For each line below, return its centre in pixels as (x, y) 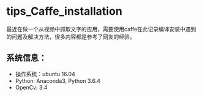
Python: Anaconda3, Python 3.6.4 (58, 80)
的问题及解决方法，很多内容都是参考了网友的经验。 (71, 37)
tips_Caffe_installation (64, 11)
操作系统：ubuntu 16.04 (45, 74)
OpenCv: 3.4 (31, 87)
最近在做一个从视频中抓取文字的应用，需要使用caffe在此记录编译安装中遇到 (101, 29)
